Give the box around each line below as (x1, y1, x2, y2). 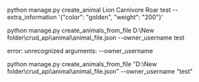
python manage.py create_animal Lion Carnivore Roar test (7, 6, 172, 14)
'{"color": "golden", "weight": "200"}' (58, 13, 163, 21)
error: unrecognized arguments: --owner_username (7, 47, 153, 55)
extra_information (7, 13, 57, 21)
